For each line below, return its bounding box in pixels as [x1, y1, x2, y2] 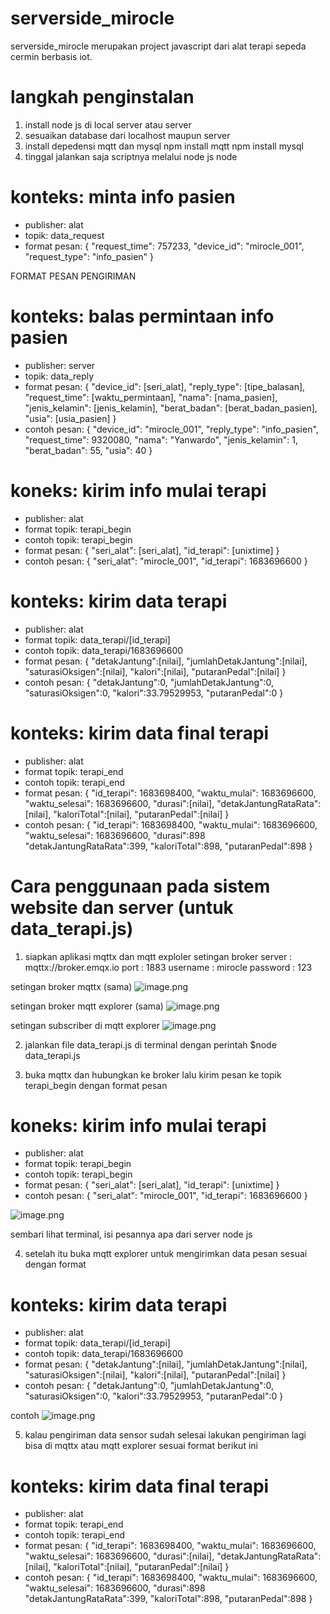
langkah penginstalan [10, 86, 195, 109]
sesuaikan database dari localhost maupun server [24, 129, 231, 141]
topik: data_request [24, 229, 105, 241]
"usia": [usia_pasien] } [24, 412, 117, 424]
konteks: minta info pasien [10, 186, 236, 209]
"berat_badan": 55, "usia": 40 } [24, 444, 153, 456]
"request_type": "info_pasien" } [24, 250, 155, 262]
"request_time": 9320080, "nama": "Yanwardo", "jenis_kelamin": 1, [24, 433, 299, 446]
